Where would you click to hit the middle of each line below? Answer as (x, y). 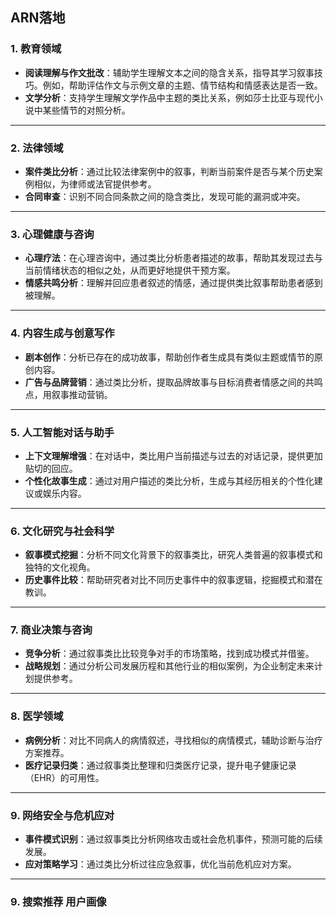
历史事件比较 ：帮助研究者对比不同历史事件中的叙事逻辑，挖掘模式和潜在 (173, 580)
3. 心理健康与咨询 (52, 234)
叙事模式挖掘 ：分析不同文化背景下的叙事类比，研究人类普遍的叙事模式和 (173, 555)
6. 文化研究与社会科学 (62, 531)
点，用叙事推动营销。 (68, 394)
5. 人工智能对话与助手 (62, 432)
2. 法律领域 (37, 148)
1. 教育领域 (36, 49)
